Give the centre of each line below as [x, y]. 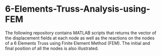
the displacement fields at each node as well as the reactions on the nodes [80, 38]
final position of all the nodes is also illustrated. [52, 48]
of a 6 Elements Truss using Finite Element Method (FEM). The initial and [78, 43]
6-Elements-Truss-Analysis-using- [78, 9]
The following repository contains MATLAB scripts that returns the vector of [81, 33]
